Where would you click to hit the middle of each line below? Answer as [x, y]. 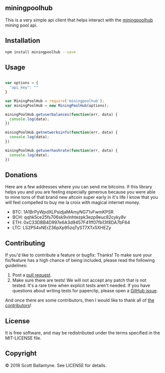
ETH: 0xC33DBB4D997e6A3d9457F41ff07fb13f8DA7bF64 [71, 222]
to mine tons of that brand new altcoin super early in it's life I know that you [82, 197]
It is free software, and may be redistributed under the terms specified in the [82, 333]
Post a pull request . [32, 275]
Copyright [21, 354]
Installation [23, 41]
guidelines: [16, 266]
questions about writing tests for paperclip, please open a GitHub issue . [85, 291]
